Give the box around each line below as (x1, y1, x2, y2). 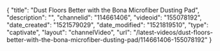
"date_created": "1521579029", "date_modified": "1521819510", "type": (6, 21, 209, 29)
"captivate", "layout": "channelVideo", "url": (6, 28, 132, 36)
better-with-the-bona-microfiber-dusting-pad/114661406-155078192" (6, 36, 208, 44)
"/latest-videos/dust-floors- (133, 28, 214, 36)
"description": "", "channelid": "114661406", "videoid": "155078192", (6, 13, 202, 22)
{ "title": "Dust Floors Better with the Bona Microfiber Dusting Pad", (6, 6, 200, 14)
